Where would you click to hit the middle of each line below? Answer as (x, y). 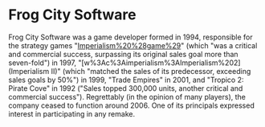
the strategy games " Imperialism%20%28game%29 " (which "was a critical (133, 45)
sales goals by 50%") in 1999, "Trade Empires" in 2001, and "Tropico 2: (126, 80)
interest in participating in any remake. (71, 113)
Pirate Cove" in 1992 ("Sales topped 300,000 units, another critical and (126, 88)
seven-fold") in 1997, (43, 63)
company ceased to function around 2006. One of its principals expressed (131, 105)
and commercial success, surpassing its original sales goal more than (123, 54)
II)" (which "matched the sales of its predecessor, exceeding (151, 71)
